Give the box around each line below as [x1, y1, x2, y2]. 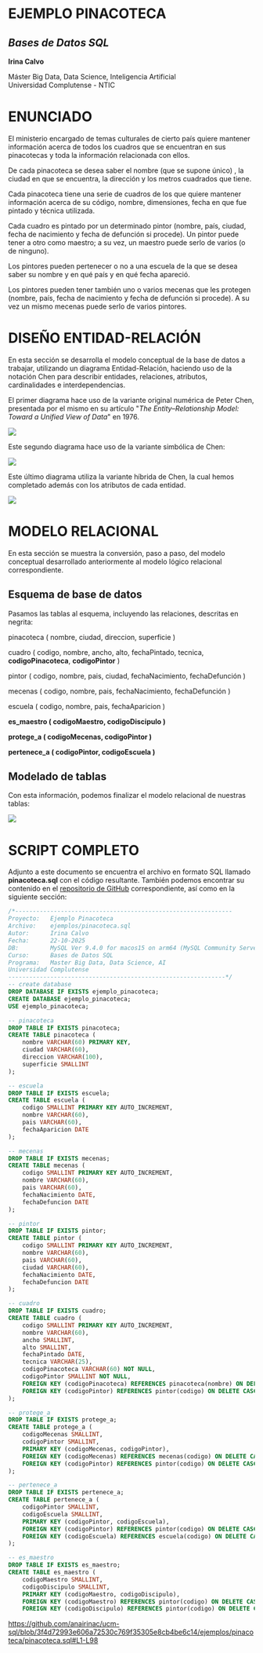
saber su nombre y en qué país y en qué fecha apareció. [8, 269, 190, 279]
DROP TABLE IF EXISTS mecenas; [8, 1154, 110, 1162]
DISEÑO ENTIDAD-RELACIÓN [8, 329, 201, 347]
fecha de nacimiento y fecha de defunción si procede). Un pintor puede [8, 229, 240, 239]
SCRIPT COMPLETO [8, 841, 139, 859]
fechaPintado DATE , [22, 1351, 86, 1359]
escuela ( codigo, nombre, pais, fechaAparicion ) [8, 701, 166, 711]
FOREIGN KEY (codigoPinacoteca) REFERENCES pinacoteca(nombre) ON [22, 1380, 243, 1388]
